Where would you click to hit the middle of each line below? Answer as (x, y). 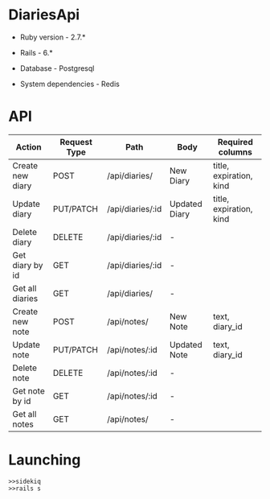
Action (29, 146)
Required (235, 142)
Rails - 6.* (37, 52)
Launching (45, 460)
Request (76, 142)
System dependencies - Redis (70, 84)
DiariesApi (44, 15)
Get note (29, 390)
